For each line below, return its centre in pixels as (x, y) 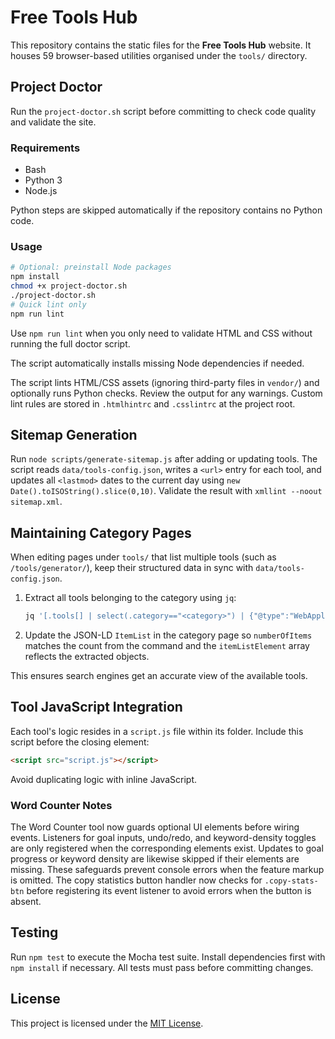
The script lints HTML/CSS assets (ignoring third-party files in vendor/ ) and (165, 382)
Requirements (45, 148)
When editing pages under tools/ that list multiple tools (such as (143, 557)
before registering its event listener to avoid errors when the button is (169, 891)
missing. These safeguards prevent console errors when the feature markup (167, 870)
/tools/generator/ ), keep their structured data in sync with (132, 568)
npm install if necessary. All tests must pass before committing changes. (162, 967)
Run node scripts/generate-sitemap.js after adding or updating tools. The (164, 459)
